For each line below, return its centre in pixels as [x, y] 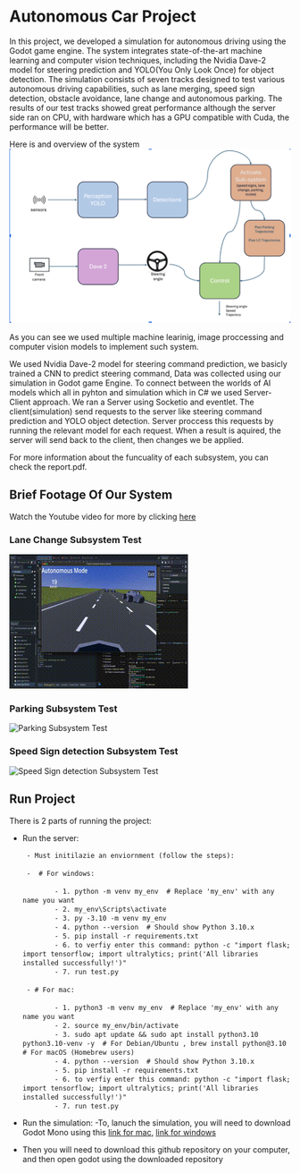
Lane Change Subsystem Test [75, 540]
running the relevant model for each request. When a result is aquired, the [145, 430]
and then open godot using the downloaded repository [122, 1159]
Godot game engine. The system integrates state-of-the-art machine [136, 50]
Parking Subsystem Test [63, 709]
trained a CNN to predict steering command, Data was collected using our [145, 374]
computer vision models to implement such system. [104, 347]
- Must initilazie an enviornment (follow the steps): [130, 855]
